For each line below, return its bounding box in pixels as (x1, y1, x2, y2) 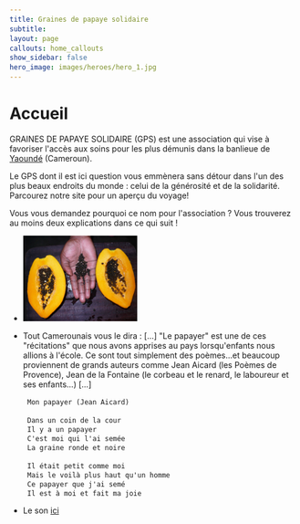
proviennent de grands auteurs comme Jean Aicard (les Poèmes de (22, 359, 277, 370)
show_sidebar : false (9, 53, 88, 63)
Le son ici (22, 505, 59, 516)
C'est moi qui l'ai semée (26, 434, 126, 443)
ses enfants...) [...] (22, 379, 92, 390)
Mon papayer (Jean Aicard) (26, 397, 129, 406)
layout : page (9, 34, 59, 43)
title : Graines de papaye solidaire (9, 15, 149, 24)
